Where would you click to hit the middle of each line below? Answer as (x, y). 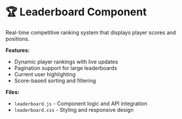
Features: (18, 50)
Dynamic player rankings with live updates (66, 62)
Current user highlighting (45, 74)
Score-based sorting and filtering (55, 81)
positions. (18, 38)
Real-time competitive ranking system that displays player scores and (91, 32)
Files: (12, 92)
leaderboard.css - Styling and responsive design (74, 110)
